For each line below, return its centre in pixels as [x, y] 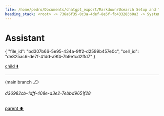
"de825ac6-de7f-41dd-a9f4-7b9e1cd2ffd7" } [50, 57]
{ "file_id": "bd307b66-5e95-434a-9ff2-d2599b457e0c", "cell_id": [72, 51]
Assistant [25, 38]
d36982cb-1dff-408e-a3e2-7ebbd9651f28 [48, 93]
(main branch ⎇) [22, 82]
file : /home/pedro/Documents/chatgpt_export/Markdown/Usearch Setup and [81, 9]
